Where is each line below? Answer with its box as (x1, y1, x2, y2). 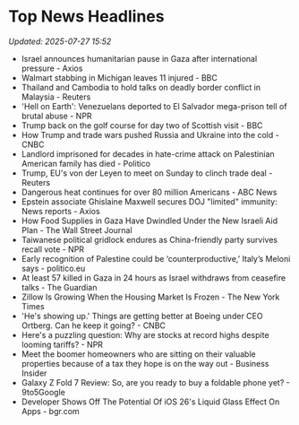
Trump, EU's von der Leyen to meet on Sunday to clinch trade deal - (21, 168, 273, 178)
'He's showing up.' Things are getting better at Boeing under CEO (21, 310, 263, 321)
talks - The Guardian (21, 282, 98, 292)
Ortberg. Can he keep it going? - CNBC (21, 320, 167, 331)
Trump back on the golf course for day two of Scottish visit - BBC (21, 119, 263, 131)
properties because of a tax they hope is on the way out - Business (21, 358, 269, 369)
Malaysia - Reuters (21, 91, 91, 102)
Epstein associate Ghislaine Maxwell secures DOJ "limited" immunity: (21, 195, 278, 207)
